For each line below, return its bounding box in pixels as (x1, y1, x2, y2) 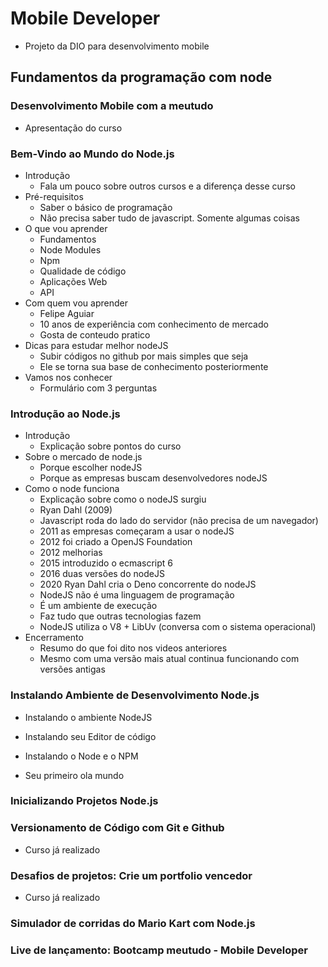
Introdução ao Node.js (10, 407, 121, 421)
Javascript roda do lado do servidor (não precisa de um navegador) (39, 515, 319, 527)
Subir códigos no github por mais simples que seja (39, 350, 249, 362)
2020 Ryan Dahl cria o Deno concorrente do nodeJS (39, 578, 257, 591)
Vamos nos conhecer (24, 371, 113, 383)
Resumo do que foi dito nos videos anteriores (39, 642, 228, 654)
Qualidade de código (39, 265, 127, 277)
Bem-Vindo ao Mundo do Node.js (10, 147, 175, 161)
